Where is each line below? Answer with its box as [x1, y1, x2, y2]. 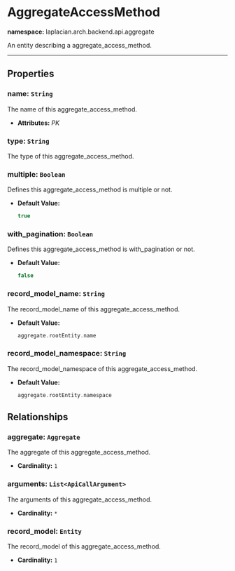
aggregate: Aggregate [7, 432, 80, 442]
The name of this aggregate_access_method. [7, 105, 138, 113]
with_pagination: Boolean [7, 229, 93, 239]
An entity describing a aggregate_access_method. [7, 41, 152, 49]
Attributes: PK [17, 119, 60, 127]
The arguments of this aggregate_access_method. [7, 495, 152, 504]
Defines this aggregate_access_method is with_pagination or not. [7, 245, 196, 253]
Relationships [7, 411, 69, 423]
